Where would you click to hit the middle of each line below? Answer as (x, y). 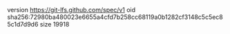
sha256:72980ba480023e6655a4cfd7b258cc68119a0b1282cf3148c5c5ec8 (115, 17)
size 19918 (55, 24)
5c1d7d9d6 (23, 24)
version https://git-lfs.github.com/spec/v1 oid (71, 10)
